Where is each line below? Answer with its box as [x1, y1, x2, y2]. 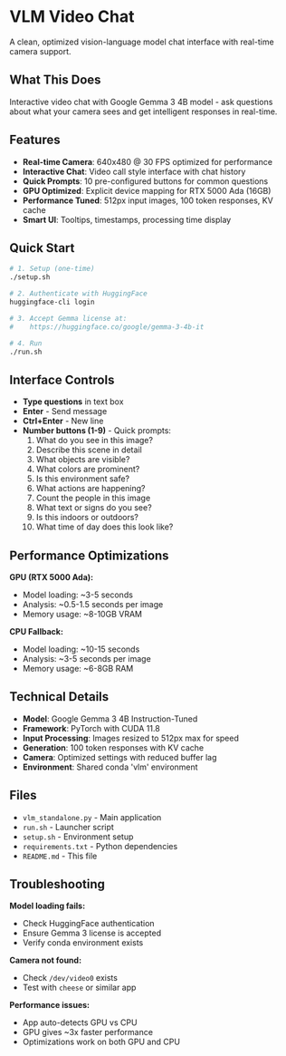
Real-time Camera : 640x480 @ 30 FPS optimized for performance [22, 156, 273, 167]
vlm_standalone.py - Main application [22, 811, 162, 822]
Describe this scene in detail [35, 444, 142, 455]
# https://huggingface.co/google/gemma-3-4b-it [9, 322, 205, 332]
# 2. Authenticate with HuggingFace [9, 289, 148, 298]
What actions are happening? [35, 483, 146, 494]
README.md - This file [22, 850, 98, 861]
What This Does [9, 73, 101, 88]
